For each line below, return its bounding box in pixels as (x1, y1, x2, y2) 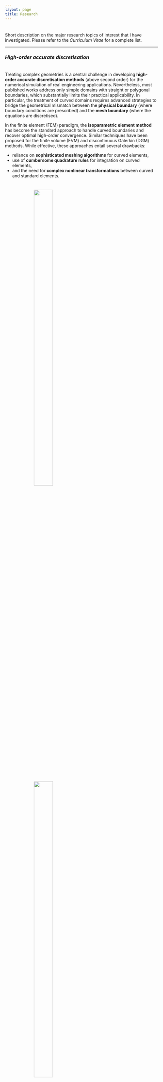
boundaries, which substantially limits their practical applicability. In (5, 92, 140, 98)
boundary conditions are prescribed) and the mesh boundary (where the (5, 107, 151, 113)
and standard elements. (12, 173, 60, 179)
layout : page (5, 7, 32, 12)
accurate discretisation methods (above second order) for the (17, 76, 143, 83)
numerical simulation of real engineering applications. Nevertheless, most (5, 82, 152, 87)
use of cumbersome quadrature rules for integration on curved (12, 157, 140, 163)
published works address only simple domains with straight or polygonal (5, 87, 150, 93)
